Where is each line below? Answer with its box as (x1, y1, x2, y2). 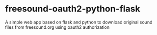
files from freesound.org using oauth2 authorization (5, 24, 109, 30)
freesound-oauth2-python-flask (5, 3, 141, 14)
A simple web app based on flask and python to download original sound (5, 19, 153, 25)
